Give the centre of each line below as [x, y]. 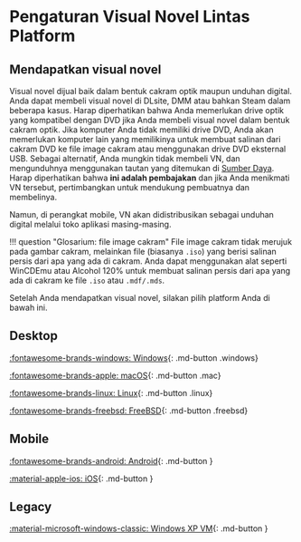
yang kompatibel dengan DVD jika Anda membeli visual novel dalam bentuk [150, 120]
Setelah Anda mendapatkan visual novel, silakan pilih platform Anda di [140, 298]
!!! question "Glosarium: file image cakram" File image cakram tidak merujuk [150, 242]
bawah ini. [28, 307]
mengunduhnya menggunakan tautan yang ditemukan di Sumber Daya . [142, 168]
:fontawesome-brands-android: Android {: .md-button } [112, 460]
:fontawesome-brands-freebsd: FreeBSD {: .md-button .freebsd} [129, 411]
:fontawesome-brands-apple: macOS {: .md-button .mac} [115, 375]
